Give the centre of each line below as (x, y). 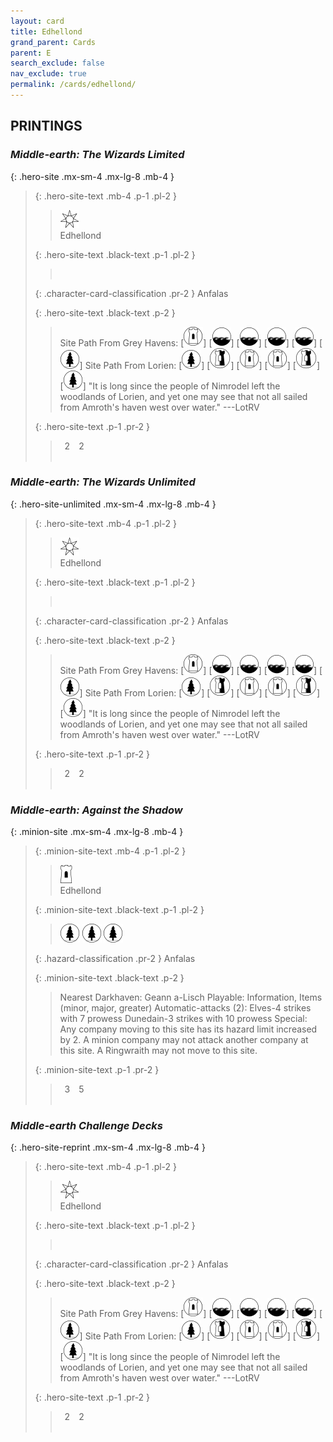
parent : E (31, 53)
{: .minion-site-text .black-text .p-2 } (109, 978)
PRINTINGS (46, 126)
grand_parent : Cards (53, 42)
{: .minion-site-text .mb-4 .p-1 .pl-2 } (110, 851)
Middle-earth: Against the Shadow (96, 810)
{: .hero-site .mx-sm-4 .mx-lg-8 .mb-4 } (92, 176)
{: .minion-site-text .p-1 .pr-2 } (97, 1070)
